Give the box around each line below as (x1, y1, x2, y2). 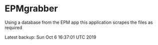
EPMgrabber (4, 3, 58, 14)
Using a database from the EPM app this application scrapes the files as (4, 19, 153, 25)
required (4, 24, 22, 30)
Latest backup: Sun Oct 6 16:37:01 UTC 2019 (4, 34, 96, 40)
